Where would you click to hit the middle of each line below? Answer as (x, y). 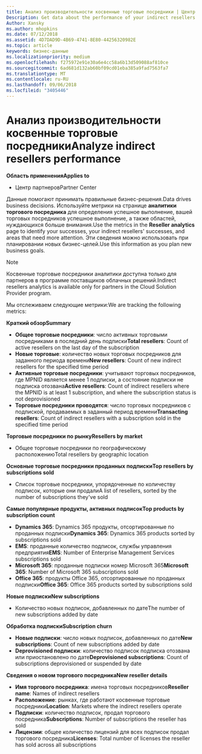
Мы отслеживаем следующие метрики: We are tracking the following (93, 304)
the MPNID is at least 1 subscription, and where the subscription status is (106, 392)
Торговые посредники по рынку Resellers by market (74, 436)
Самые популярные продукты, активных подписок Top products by (95, 509)
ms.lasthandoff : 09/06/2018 (42, 85)
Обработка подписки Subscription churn (59, 626)
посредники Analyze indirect (81, 146)
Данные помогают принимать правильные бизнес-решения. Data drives (99, 199)
